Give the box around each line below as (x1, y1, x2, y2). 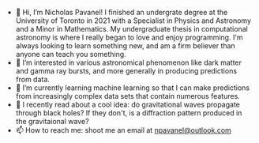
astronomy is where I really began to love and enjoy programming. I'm (15, 32, 243, 42)
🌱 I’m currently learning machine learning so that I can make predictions (15, 83, 250, 92)
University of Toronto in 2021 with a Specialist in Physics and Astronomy (15, 16, 251, 25)
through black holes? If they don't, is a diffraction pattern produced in (15, 108, 242, 118)
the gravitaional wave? (15, 117, 89, 126)
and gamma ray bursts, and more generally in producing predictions (15, 66, 238, 75)
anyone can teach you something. (15, 50, 126, 58)
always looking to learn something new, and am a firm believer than (15, 41, 235, 51)
